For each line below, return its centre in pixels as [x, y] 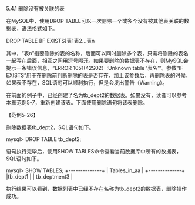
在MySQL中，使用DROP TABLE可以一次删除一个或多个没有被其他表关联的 [95, 21]
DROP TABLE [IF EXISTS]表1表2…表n [51, 41]
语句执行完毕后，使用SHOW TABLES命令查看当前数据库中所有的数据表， [94, 151]
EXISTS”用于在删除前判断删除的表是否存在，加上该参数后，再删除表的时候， [98, 75]
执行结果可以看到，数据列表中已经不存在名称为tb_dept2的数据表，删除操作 [96, 189]
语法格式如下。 [39, 28]
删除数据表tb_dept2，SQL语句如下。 [50, 127]
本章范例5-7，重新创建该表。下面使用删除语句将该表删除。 [77, 102]
